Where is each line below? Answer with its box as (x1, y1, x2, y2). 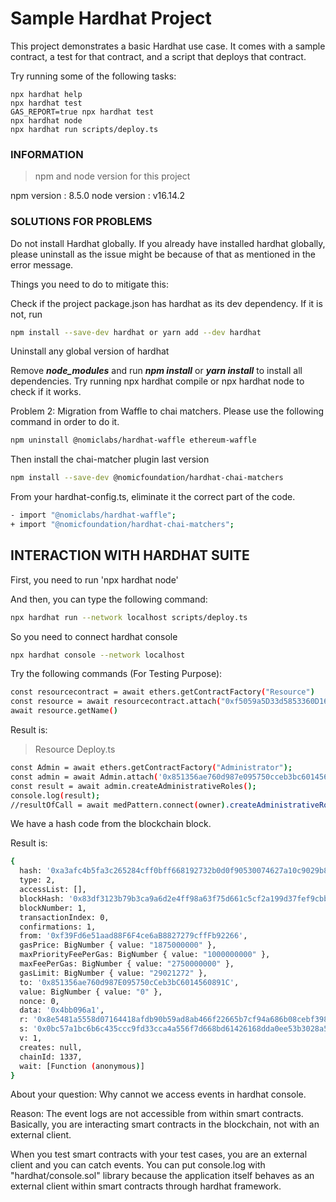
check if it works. (10, 386, 82, 398)
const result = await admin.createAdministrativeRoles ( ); (10, 781, 257, 791)
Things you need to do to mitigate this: (10, 278, 169, 290)
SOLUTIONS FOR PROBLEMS (10, 215, 153, 229)
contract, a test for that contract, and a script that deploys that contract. (10, 50, 307, 62)
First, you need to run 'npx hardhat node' (10, 573, 179, 586)
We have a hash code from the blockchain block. (10, 818, 212, 830)
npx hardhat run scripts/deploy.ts (10, 124, 159, 134)
